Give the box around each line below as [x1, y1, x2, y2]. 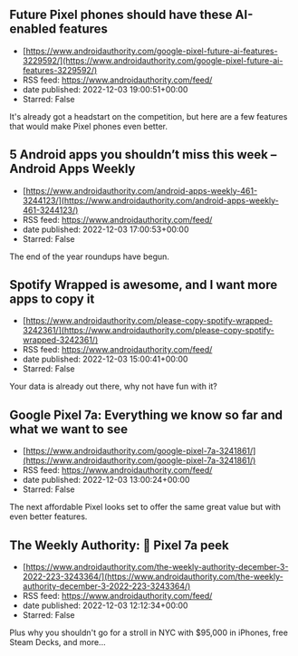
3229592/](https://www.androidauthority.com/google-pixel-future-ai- [22, 54, 284, 66]
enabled [9, 22, 57, 37]
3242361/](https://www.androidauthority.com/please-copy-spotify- [22, 325, 274, 336]
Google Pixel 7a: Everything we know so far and [9, 407, 284, 422]
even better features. [9, 511, 88, 522]
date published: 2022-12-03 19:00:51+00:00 [22, 83, 188, 94]
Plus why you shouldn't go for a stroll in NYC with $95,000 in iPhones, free [9, 627, 288, 638]
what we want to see [9, 421, 129, 437]
